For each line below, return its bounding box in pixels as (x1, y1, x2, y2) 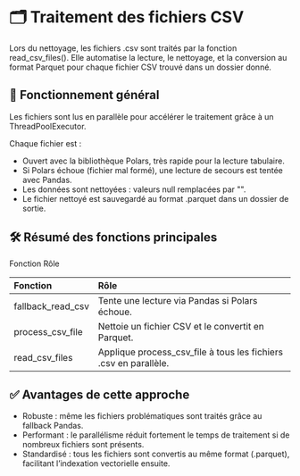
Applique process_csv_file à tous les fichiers (97, 346, 284, 358)
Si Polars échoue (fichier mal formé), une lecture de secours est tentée (21, 164, 284, 175)
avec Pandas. (21, 174, 73, 185)
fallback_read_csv (13, 300, 89, 313)
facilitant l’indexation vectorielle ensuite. (21, 458, 171, 469)
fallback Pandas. (21, 421, 84, 431)
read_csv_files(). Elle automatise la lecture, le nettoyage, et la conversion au (9, 52, 287, 63)
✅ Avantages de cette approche (9, 387, 190, 402)
